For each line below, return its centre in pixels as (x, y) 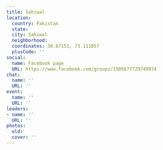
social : (16, 58)
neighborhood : (30, 40)
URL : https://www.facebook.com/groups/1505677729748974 (84, 69)
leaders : (17, 109)
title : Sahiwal (26, 12)
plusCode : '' (28, 52)
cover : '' (24, 137)
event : (15, 92)
